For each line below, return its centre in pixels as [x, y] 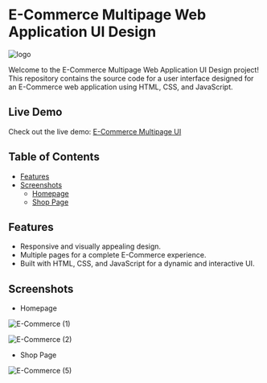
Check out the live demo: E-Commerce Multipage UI [95, 131]
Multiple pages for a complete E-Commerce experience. [113, 255]
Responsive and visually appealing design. [90, 246]
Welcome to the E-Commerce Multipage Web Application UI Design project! [134, 69]
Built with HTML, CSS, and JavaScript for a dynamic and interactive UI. [137, 264]
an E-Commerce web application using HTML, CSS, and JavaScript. [121, 87]
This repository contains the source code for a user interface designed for [131, 78]
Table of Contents [54, 157]
